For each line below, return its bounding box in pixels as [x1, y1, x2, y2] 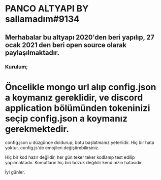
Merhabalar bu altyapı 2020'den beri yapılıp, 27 [5, 33, 155, 41]
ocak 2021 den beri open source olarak [5, 40, 127, 49]
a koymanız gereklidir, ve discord [5, 92, 143, 103]
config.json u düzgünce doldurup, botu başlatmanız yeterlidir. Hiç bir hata [5, 140, 154, 145]
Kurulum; [5, 63, 28, 70]
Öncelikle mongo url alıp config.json [5, 81, 157, 93]
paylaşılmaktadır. [5, 48, 60, 57]
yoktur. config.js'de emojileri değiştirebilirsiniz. [5, 145, 99, 151]
